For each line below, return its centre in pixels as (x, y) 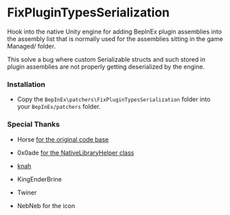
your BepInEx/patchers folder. (59, 107)
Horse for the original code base (63, 139)
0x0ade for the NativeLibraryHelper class (76, 153)
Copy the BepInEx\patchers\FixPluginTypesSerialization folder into (114, 99)
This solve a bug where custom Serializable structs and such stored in (106, 59)
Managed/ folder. (32, 46)
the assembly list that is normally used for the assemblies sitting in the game (115, 38)
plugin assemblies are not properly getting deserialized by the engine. (106, 66)
